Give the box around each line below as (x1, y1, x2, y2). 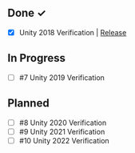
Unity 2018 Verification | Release (18, 27, 127, 37)
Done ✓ (7, 6, 47, 20)
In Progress (7, 51, 66, 65)
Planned (7, 96, 50, 111)
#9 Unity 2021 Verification (18, 127, 105, 136)
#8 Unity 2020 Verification (18, 118, 107, 127)
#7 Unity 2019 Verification (18, 72, 105, 83)
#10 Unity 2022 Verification (18, 135, 109, 145)
